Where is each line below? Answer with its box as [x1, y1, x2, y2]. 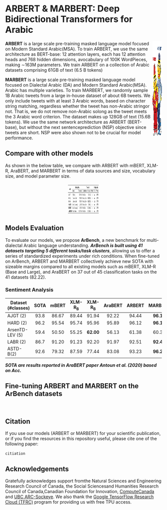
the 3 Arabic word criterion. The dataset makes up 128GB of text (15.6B [5, 113, 151, 119]
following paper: [5, 441, 39, 447]
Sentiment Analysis [5, 287, 54, 294]
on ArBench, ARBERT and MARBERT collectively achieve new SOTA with [5, 258, 154, 264]
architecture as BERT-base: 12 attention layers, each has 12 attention [5, 51, 146, 57]
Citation [5, 417, 31, 425]
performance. [5, 135, 33, 141]
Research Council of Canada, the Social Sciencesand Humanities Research [5, 483, 159, 489]
